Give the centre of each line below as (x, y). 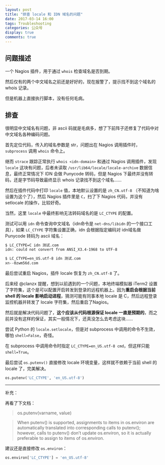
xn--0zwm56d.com (22, 263)
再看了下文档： (20, 403)
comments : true (21, 37)
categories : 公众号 (24, 28)
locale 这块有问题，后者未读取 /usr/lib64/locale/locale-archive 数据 (77, 167)
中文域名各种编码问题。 (29, 134)
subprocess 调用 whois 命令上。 (36, 151)
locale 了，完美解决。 (27, 368)
